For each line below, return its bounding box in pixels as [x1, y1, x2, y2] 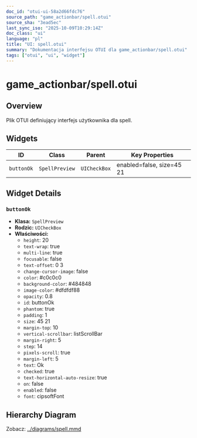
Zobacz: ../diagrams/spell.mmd [6, 425, 81, 432]
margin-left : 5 [23, 355, 59, 362]
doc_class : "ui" [6, 31, 46, 36]
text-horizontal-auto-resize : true [23, 374, 107, 381]
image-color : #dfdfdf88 [23, 286, 80, 294]
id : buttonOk [23, 299, 55, 306]
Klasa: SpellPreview [14, 218, 64, 225]
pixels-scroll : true [23, 349, 70, 356]
